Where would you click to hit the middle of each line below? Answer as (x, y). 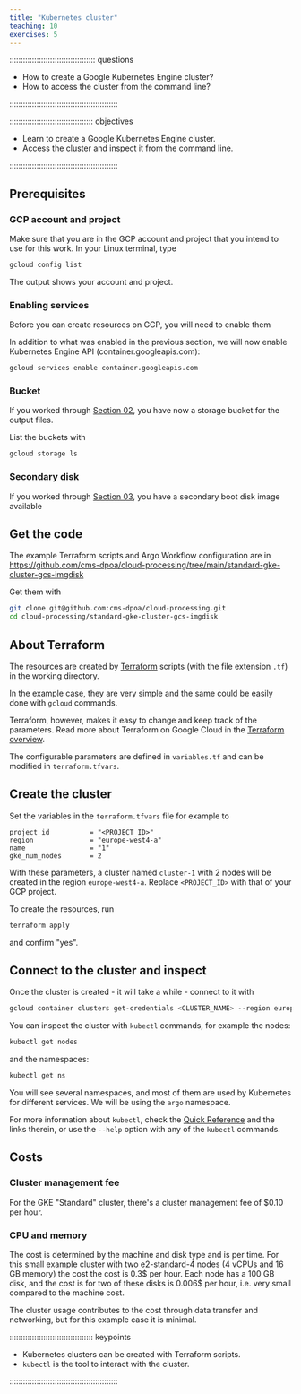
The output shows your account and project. (91, 281)
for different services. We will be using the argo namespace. (120, 1103)
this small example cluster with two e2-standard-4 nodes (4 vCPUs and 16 (146, 1264)
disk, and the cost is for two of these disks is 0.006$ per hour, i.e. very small (150, 1284)
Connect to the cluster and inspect (108, 970)
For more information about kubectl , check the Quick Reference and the (142, 1120)
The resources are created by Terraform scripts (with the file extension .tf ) (149, 666)
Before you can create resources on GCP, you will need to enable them (140, 325)
